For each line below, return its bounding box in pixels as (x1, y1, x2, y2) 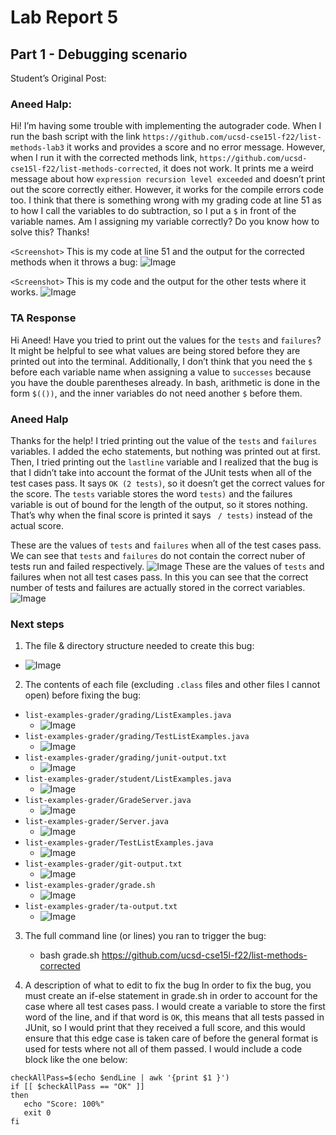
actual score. (10, 519, 64, 531)
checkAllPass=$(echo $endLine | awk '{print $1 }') (10, 1073, 230, 1083)
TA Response (10, 311, 77, 325)
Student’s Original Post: (10, 72, 107, 84)
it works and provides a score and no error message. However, (66, 141, 326, 153)
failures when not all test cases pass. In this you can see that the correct (10, 571, 309, 583)
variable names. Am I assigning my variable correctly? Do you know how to (10, 216, 320, 228)
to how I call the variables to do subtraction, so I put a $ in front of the (10, 205, 297, 217)
